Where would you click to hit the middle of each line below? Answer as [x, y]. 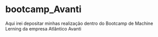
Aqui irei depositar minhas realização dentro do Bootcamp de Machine [79, 23]
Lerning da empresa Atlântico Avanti [43, 28]
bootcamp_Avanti [43, 9]
